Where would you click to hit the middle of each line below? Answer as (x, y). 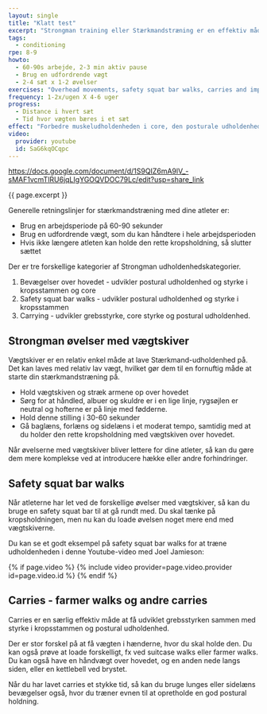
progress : (25, 104)
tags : (17, 38)
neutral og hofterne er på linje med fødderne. (94, 409)
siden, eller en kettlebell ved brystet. (68, 669)
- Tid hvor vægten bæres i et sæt (72, 119)
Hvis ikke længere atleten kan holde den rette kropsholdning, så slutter (135, 243)
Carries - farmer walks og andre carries (108, 601)
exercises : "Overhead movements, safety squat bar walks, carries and (128, 89)
